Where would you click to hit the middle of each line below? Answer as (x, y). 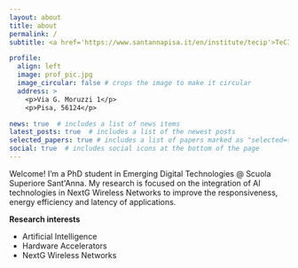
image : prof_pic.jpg (55, 75)
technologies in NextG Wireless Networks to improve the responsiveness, (144, 193)
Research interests (45, 219)
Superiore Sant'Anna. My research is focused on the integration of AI (135, 183)
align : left (39, 67)
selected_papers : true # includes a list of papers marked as (126, 140)
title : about (33, 26)
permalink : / (33, 34)
